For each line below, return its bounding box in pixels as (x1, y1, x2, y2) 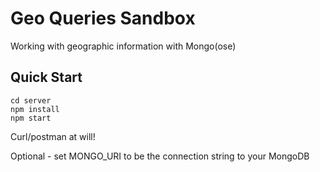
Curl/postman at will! (10, 130, 96, 142)
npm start (10, 113, 52, 123)
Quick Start (10, 69, 83, 86)
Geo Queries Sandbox (10, 7, 196, 30)
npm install (10, 104, 60, 114)
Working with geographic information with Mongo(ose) (10, 40, 237, 52)
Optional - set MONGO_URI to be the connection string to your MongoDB (10, 150, 310, 162)
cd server (10, 95, 52, 106)
